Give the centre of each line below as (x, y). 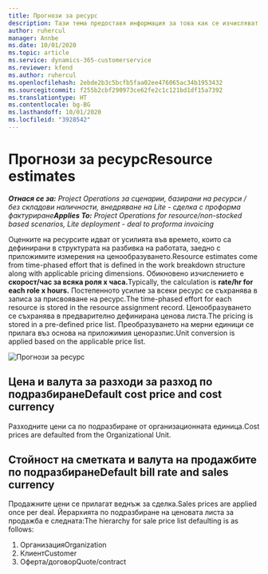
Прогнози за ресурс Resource (110, 159)
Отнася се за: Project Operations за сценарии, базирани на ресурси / (128, 198)
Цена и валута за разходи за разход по (110, 382)
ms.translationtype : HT (48, 98)
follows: (21, 529)
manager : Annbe (33, 38)
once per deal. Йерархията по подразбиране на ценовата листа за (121, 512)
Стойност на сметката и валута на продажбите (132, 460)
